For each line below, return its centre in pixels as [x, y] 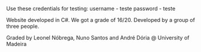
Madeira [16, 44]
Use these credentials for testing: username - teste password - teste [91, 9]
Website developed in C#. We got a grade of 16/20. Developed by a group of [100, 20]
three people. [23, 26]
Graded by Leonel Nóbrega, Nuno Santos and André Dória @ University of [98, 38]
